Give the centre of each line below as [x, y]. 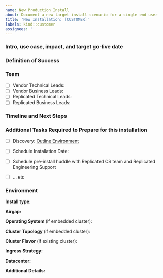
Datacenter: [18, 261]
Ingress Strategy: [24, 251]
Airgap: [13, 212]
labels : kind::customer [30, 24]
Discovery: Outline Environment [46, 141]
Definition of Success [32, 60]
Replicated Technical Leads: [42, 97]
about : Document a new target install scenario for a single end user [81, 15]
